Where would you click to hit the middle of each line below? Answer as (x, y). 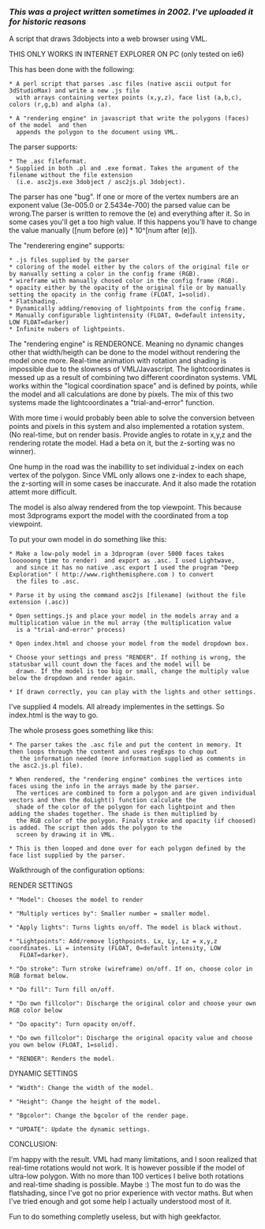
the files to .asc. (48, 582)
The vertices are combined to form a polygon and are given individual (136, 793)
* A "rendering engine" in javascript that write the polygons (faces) (129, 118)
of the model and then (48, 126)
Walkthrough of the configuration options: (77, 870)
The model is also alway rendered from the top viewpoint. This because (125, 507)
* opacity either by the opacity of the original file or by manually (127, 288)
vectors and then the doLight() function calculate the (103, 800)
